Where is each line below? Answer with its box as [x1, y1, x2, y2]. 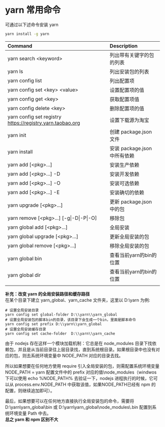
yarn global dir [7, 271, 41, 278]
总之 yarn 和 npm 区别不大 [5, 416, 58, 422]
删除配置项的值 [110, 105, 144, 112]
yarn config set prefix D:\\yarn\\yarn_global [5, 321, 102, 326]
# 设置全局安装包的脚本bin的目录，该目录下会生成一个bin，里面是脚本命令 [5, 317, 136, 322]
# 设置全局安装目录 [5, 308, 39, 313]
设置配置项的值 [110, 86, 144, 93]
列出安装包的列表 [110, 68, 149, 75]
